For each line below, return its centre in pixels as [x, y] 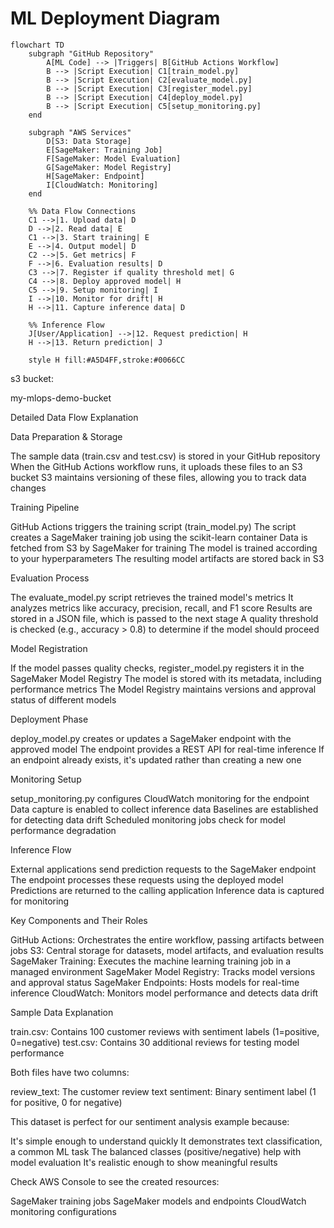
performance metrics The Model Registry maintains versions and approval [163, 689]
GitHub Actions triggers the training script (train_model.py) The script [153, 526]
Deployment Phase [49, 719]
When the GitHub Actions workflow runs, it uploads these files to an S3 [156, 466]
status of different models [63, 699]
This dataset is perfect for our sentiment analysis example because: [150, 1121]
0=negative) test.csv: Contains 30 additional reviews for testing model [155, 1042]
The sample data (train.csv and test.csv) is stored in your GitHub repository [165, 456]
